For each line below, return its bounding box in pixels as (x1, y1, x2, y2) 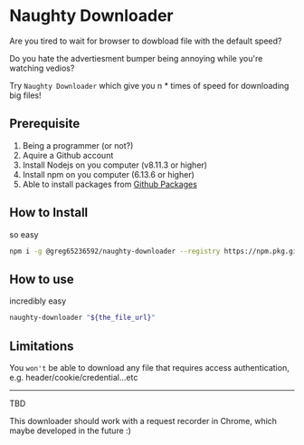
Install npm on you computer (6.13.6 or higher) (22, 169, 195, 179)
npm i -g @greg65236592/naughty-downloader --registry (9, 247, 221, 256)
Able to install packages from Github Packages (22, 179, 197, 189)
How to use (9, 271, 74, 286)
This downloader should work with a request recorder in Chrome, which (9, 415, 278, 426)
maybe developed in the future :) (9, 425, 131, 436)
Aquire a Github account (22, 150, 114, 160)
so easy (9, 228, 39, 240)
